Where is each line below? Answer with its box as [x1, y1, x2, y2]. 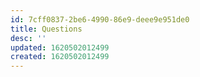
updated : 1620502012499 [10, 42, 110, 53]
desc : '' [10, 33, 47, 43]
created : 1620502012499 [10, 52, 110, 62]
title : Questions [10, 24, 83, 34]
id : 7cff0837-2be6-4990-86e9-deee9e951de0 [10, 14, 190, 25]
